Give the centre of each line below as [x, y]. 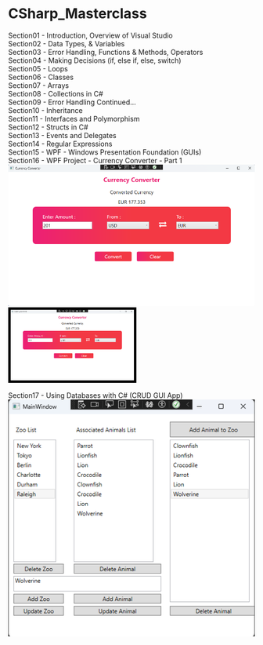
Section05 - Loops [38, 68]
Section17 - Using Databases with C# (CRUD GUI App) [95, 395]
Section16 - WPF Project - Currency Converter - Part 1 [95, 160]
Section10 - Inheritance [46, 110]
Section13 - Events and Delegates [62, 135]
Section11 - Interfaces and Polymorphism [74, 118]
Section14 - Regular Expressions [60, 144]
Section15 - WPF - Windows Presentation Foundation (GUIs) [105, 152]
